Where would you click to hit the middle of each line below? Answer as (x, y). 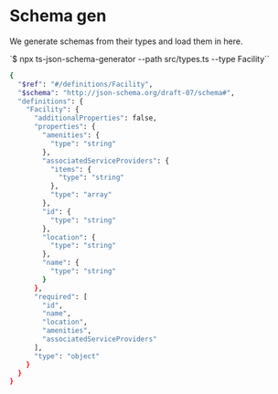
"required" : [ (61, 297)
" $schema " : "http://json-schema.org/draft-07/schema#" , (126, 92)
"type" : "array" (81, 195)
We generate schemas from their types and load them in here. (126, 41)
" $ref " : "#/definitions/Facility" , (86, 84)
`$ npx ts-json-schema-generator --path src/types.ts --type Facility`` (139, 59)
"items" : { (71, 169)
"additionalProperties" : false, (95, 118)
